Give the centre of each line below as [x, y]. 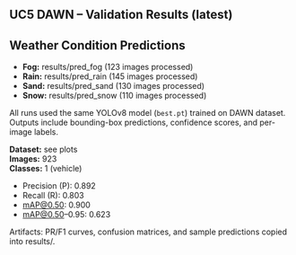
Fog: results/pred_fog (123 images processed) [108, 67]
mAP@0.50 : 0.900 [57, 205]
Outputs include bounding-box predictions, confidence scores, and [134, 123]
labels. [47, 132]
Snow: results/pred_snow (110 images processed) [114, 96]
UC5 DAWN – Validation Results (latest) [121, 15]
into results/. [32, 242]
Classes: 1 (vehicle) [46, 169]
